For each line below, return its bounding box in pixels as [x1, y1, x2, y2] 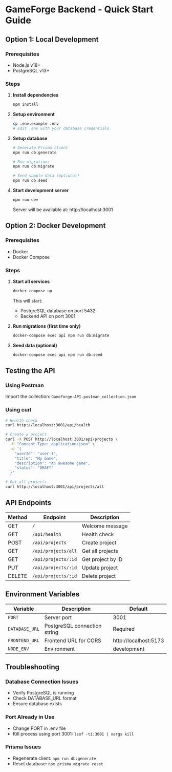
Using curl [5, 406, 32, 413]
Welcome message [81, 522, 128, 530]
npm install [12, 102, 38, 107]
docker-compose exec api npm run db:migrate [12, 333, 110, 338]
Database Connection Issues [5, 678, 79, 685]
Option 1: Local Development [5, 35, 99, 44]
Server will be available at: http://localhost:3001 [12, 206, 114, 213]
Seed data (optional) [12, 342, 57, 348]
